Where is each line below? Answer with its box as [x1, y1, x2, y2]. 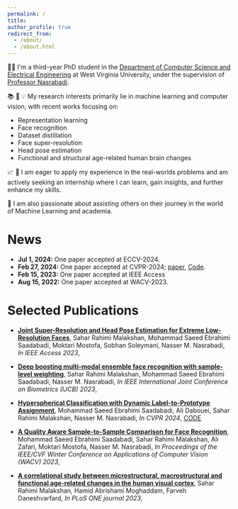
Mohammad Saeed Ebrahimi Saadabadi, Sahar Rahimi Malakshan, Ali [17, 435, 219, 443]
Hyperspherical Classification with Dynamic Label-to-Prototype [17, 398, 210, 407]
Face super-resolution [17, 139, 83, 147]
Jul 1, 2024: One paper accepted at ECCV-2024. [17, 254, 161, 263]
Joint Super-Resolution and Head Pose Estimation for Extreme [17, 325, 205, 334]
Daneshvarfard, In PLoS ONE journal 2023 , [17, 493, 143, 502]
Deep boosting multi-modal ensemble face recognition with [17, 362, 197, 371]
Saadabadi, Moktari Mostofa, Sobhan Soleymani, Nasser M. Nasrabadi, [17, 341, 225, 349]
